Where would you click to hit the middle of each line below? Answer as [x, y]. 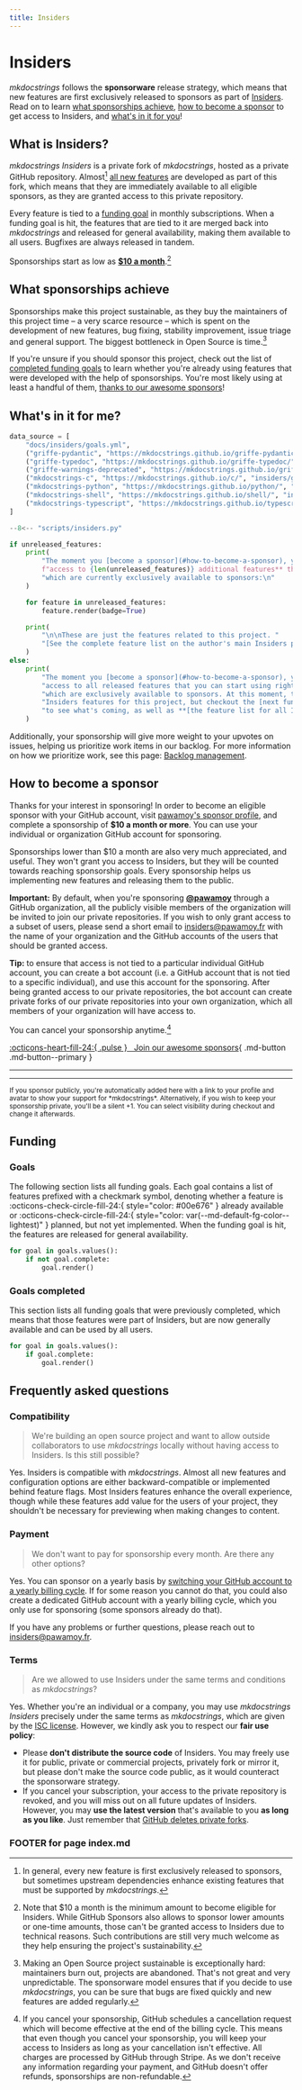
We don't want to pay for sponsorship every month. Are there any [153, 1553]
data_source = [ [40, 436]
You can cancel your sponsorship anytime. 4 [90, 1029]
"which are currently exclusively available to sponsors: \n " [159, 578]
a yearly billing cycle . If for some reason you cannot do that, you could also [148, 1590]
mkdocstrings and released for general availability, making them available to [150, 233]
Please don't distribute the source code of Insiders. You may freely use [156, 1753]
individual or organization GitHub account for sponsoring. [115, 834]
